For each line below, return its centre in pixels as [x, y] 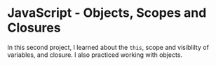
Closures [34, 28]
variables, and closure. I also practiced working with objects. [95, 55]
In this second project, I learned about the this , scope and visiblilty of [108, 47]
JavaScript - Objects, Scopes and [107, 13]
